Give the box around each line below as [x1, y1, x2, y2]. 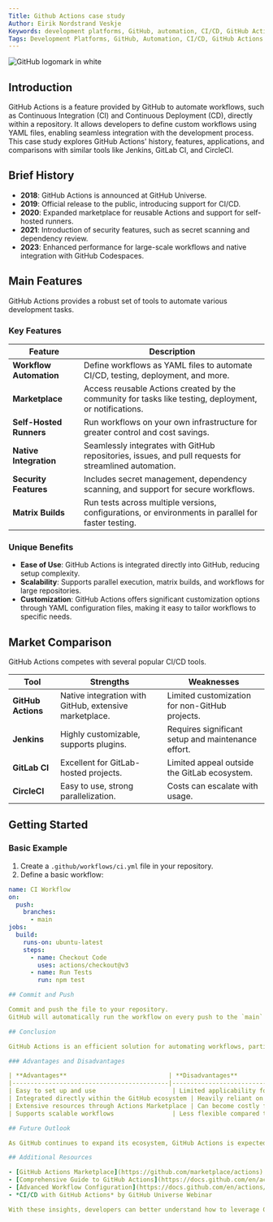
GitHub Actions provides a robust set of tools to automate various [8, 296, 227, 306]
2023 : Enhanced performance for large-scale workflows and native [19, 241, 247, 252]
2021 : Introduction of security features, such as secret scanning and [19, 224, 250, 234]
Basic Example [8, 842, 67, 854]
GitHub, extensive [60, 700, 128, 711]
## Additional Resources [8, 1154, 93, 1162]
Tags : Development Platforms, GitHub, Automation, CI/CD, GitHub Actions [8, 34, 264, 43]
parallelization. [60, 790, 116, 802]
